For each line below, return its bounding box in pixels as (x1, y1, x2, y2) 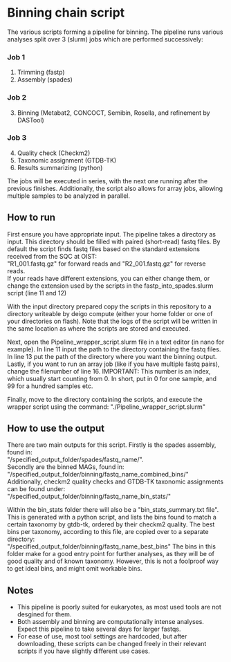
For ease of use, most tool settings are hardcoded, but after (17, 632, 187, 641)
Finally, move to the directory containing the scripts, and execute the (7, 395, 203, 403)
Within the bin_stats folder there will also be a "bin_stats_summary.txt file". (7, 506, 219, 514)
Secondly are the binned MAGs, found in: (7, 463, 124, 471)
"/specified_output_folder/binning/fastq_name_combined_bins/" (7, 470, 189, 479)
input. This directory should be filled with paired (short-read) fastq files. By (7, 237, 221, 246)
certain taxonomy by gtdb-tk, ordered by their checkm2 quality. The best (7, 520, 215, 528)
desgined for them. (17, 610, 72, 618)
